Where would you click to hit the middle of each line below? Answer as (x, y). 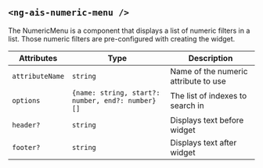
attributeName (38, 76)
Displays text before (207, 120)
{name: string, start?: (116, 93)
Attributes (38, 58)
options (26, 100)
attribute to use (198, 80)
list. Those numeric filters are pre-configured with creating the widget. (122, 38)
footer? (26, 147)
